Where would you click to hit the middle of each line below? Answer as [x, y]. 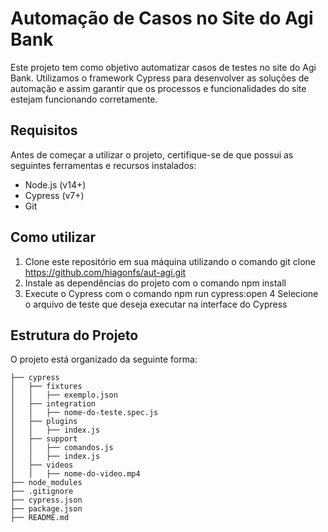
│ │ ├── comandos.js [62, 448]
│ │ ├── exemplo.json [64, 395]
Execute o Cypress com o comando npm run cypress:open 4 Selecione [171, 293]
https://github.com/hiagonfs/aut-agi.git [105, 272]
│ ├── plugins [44, 422]
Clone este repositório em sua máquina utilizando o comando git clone [170, 261]
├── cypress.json [46, 500]
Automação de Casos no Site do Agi [162, 18]
